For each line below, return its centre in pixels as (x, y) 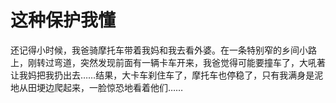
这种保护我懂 (63, 20)
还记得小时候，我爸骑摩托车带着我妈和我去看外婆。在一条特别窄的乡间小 (159, 50)
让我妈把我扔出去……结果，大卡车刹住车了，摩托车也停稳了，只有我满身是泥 (167, 75)
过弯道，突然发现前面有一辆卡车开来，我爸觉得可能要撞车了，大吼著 (185, 62)
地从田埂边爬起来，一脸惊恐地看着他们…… (97, 87)
